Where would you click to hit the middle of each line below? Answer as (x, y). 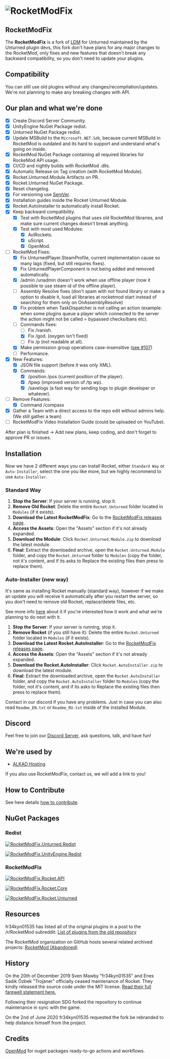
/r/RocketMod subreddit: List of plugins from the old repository (71, 932)
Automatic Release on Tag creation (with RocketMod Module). (78, 171)
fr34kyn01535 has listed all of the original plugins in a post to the (73, 926)
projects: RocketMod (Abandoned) (41, 947)
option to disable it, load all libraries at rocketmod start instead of (88, 297)
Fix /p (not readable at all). (55, 342)
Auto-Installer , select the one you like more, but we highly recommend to (83, 471)
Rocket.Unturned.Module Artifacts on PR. (56, 177)
